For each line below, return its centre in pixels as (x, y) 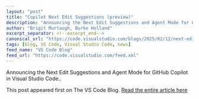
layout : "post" (25, 11)
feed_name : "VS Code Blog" (39, 50)
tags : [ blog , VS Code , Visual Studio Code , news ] (69, 45)
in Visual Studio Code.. (34, 78)
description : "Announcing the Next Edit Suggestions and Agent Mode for (98, 22)
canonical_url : (25, 39)
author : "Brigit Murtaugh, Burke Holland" (59, 28)
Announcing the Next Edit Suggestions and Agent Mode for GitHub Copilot (97, 72)
